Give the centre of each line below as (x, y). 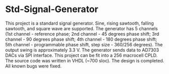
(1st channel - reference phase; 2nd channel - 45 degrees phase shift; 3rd (82, 34)
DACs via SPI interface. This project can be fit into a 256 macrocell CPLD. (81, 55)
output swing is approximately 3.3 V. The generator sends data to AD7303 (82, 50)
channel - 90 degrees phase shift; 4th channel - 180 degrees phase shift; (81, 39)
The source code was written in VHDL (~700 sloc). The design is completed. (85, 60)
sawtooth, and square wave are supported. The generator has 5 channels (81, 28)
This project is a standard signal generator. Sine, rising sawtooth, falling (79, 23)
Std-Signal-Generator (52, 9)
